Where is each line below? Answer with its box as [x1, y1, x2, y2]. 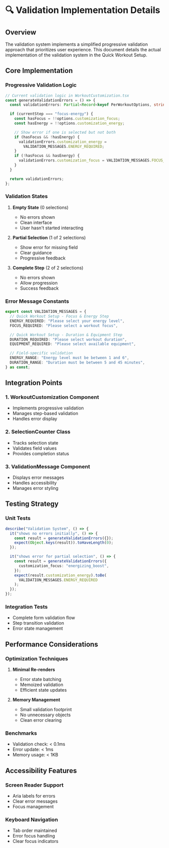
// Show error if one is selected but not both [14, 130, 116, 135]
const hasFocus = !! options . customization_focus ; [14, 116, 121, 121]
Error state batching [20, 676, 62, 682]
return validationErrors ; [10, 176, 64, 182]
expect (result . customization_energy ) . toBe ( [14, 572, 107, 578]
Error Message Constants [5, 298, 69, 305]
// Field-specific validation [10, 351, 73, 356]
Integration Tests [5, 603, 48, 610]
